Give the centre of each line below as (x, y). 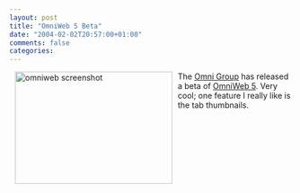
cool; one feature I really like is (234, 96)
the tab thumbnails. (214, 105)
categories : (31, 51)
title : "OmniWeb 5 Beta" (56, 26)
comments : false (40, 43)
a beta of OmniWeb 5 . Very (228, 86)
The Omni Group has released (234, 76)
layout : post (34, 18)
